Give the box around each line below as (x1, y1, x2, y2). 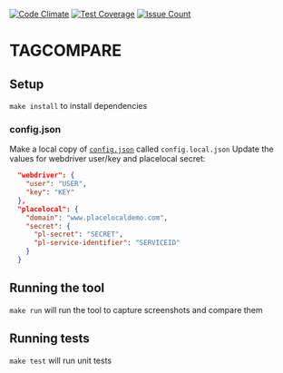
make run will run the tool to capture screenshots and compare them (9, 304, 263, 315)
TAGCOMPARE (9, 41, 122, 61)
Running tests (9, 331, 91, 347)
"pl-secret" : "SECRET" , (33, 230, 124, 240)
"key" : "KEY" (25, 188, 75, 197)
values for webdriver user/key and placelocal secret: (9, 153, 206, 164)
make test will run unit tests (9, 355, 112, 366)
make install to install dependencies (9, 101, 148, 111)
